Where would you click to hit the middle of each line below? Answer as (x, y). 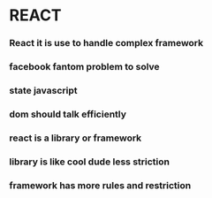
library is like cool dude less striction (90, 162)
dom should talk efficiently (68, 114)
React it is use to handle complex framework (106, 43)
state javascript (43, 90)
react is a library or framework (76, 138)
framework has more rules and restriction (100, 185)
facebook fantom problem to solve (85, 67)
